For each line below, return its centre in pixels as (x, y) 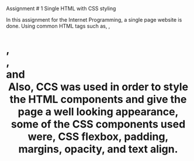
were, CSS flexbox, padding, (98, 137)
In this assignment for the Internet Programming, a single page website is (94, 20)
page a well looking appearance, (98, 112)
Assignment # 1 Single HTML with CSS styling (61, 8)
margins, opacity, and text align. (98, 149)
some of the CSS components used (98, 124)
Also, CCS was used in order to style (98, 87)
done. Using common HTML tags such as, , (58, 26)
